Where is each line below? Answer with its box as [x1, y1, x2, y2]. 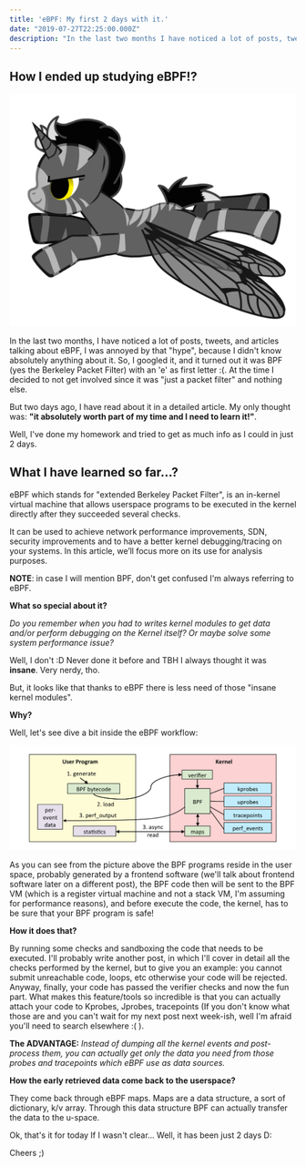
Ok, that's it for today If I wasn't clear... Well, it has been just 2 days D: [9, 1130, 272, 1141]
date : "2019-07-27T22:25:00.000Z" [9, 24, 141, 34]
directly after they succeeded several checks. [9, 508, 181, 519]
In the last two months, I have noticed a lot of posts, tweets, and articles [9, 335, 280, 346]
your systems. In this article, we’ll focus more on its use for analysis [9, 545, 263, 556]
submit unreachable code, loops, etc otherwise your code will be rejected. [9, 972, 288, 983]
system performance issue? [9, 637, 114, 648]
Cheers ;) [9, 1148, 45, 1159]
